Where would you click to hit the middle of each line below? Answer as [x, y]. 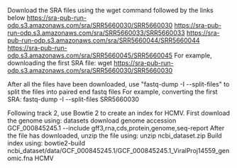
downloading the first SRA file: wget [60, 63]
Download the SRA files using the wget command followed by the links [111, 10]
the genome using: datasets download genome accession [92, 121]
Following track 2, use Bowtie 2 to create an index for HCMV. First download [119, 113]
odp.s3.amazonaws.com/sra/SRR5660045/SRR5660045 [90, 55]
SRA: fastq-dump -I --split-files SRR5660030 [73, 99]
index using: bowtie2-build [46, 143]
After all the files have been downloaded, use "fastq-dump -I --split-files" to [118, 84]
